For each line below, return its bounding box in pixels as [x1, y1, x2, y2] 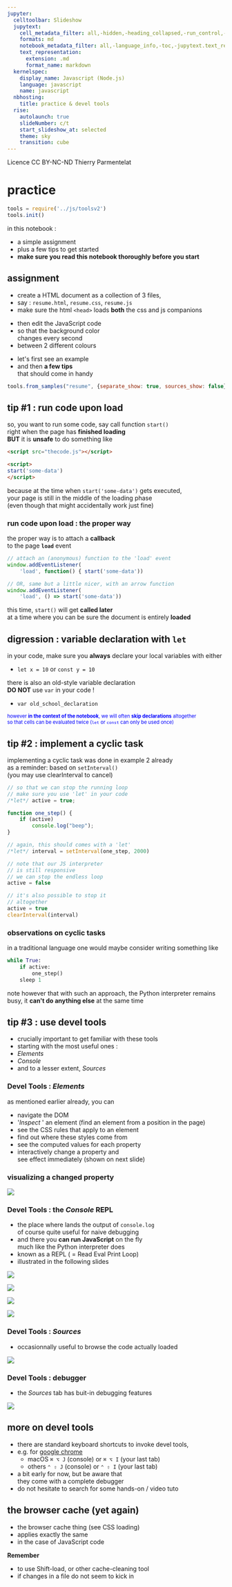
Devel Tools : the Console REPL [7, 1204, 114, 1214]
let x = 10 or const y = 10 [17, 665, 95, 673]
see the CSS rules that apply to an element [17, 1125, 139, 1134]
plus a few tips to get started [17, 245, 99, 253]
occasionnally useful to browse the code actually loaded [17, 1342, 178, 1351]
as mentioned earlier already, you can [7, 1097, 115, 1106]
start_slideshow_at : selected [19, 126, 107, 133]
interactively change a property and [17, 1147, 119, 1156]
